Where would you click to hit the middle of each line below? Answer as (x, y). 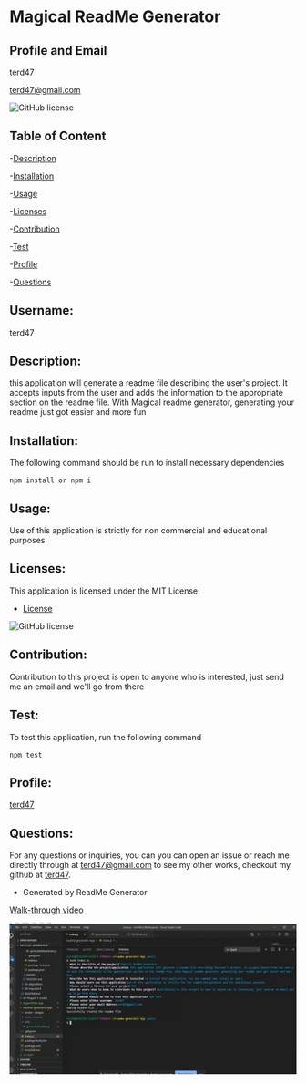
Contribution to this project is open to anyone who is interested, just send (147, 676)
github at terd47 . (40, 875)
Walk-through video (46, 910)
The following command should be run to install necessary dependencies (147, 463)
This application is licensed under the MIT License (104, 591)
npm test (26, 755)
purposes (27, 541)
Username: (42, 310)
